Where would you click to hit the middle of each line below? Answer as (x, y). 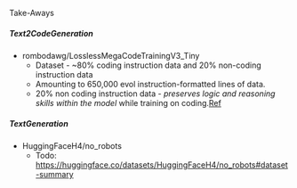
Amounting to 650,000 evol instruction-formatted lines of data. (150, 84)
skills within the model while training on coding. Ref (128, 102)
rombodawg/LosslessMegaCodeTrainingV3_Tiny (111, 55)
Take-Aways (32, 13)
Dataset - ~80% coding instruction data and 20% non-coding (148, 65)
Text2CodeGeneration (51, 33)
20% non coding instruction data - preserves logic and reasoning (155, 94)
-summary (54, 174)
